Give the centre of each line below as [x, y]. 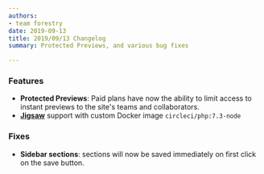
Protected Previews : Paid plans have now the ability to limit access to [136, 98]
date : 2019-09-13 [37, 31]
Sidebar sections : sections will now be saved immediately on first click [138, 154]
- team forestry [35, 23]
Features [26, 81]
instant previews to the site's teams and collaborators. [109, 107]
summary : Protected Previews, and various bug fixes [99, 46]
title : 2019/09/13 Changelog [57, 38]
